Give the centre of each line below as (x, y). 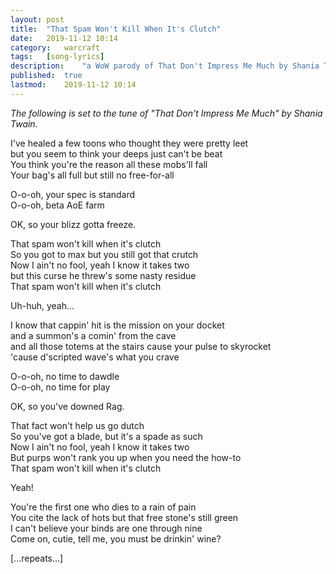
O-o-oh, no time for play (60, 387)
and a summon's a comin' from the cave (93, 335)
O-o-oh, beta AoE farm (57, 205)
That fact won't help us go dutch (77, 425)
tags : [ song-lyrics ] (57, 57)
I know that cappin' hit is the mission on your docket (117, 325)
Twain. (24, 123)
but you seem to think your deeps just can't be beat (116, 153)
